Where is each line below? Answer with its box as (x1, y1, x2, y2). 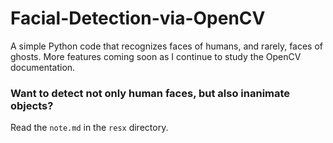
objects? (10, 98, 54, 112)
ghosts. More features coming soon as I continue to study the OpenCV (10, 50, 302, 62)
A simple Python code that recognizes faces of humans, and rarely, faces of (10, 40, 324, 52)
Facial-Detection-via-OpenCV (10, 7, 266, 30)
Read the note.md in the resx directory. (10, 122, 169, 134)
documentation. (10, 61, 76, 73)
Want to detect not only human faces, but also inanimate (10, 86, 291, 100)
